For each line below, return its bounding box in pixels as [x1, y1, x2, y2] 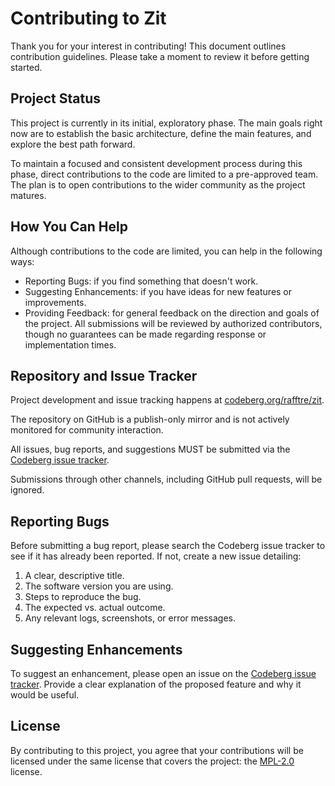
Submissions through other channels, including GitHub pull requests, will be [10, 473, 323, 486]
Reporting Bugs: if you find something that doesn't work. [24, 275, 259, 287]
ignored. [10, 484, 45, 496]
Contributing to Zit [10, 7, 167, 30]
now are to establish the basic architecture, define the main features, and [10, 127, 312, 139]
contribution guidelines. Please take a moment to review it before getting [10, 50, 310, 62]
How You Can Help [10, 218, 128, 236]
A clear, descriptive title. [24, 570, 125, 582]
